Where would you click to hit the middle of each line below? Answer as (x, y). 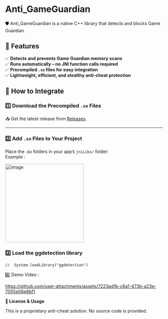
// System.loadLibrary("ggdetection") (47, 265)
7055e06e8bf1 (20, 291)
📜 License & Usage (25, 301)
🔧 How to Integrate (34, 91)
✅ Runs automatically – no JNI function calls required (62, 64)
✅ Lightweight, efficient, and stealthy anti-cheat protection (68, 75)
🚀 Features (22, 46)
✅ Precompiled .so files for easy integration (52, 69)
